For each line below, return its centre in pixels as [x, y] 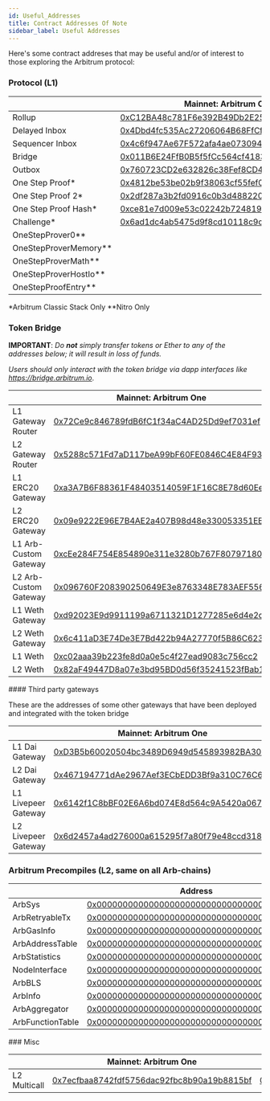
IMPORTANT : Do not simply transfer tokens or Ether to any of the [117, 345]
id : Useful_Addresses [45, 16]
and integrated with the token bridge [69, 713]
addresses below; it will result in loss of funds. [85, 354]
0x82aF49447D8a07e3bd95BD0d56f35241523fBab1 [159, 669]
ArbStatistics [37, 957]
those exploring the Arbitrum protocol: [72, 62]
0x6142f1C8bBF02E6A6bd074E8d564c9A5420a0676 [160, 803]
